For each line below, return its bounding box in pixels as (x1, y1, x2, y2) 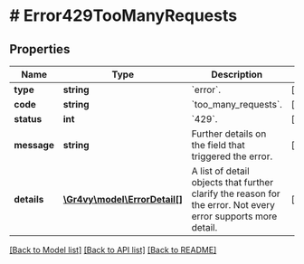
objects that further (191, 176, 274, 188)
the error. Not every (191, 199, 276, 211)
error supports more (191, 210, 278, 222)
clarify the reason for (191, 187, 280, 200)
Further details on (191, 127, 267, 140)
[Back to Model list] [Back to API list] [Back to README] (9, 245, 217, 255)
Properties (9, 42, 71, 57)
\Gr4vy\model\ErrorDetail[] (62, 193, 183, 205)
